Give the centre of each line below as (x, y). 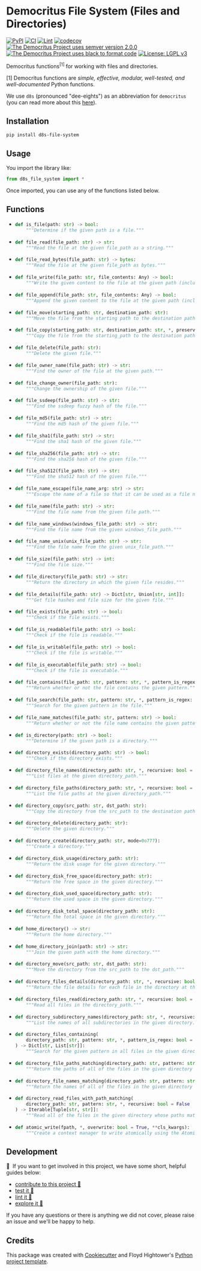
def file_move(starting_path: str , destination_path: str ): (91, 312)
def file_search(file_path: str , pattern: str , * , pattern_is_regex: (104, 700)
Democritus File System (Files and (93, 11)
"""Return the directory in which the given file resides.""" (105, 582)
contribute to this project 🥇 (48, 1184)
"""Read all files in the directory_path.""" (84, 1005)
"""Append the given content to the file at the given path (103, 300)
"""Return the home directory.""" (69, 934)
